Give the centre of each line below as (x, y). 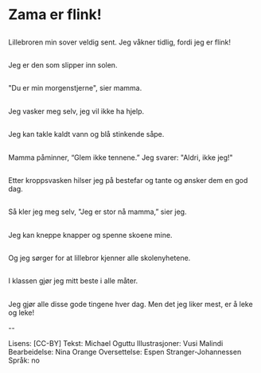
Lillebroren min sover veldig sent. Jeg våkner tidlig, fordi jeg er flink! (120, 42)
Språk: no (24, 360)
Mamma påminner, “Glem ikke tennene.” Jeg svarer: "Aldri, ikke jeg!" (121, 157)
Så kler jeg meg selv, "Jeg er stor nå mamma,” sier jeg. (97, 212)
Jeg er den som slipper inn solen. (63, 64)
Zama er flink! (55, 15)
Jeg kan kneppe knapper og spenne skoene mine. (90, 235)
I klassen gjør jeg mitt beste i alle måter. (73, 281)
